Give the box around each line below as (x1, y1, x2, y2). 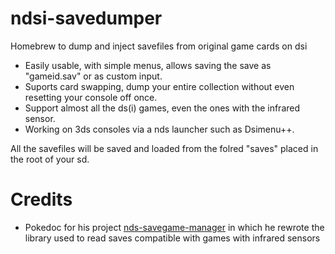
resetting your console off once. (24, 91, 158, 103)
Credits (10, 188, 73, 211)
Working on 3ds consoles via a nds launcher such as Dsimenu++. (24, 123, 295, 135)
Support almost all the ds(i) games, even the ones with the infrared (24, 102, 301, 114)
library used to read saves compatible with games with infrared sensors (24, 232, 321, 244)
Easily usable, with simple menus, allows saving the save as (24, 59, 272, 71)
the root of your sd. (10, 153, 90, 165)
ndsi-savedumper (10, 7, 163, 30)
